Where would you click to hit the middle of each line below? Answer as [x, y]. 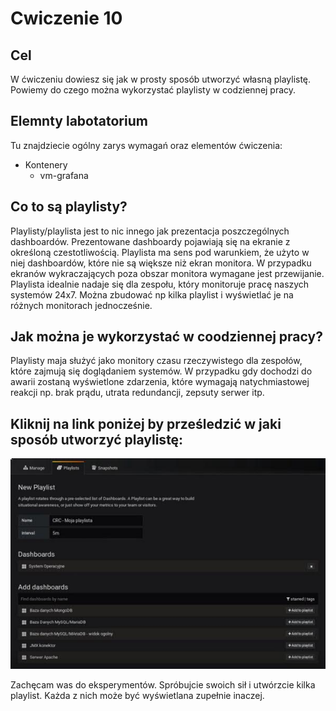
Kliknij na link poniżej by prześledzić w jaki [146, 423]
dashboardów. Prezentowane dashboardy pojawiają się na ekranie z [150, 241]
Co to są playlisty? [69, 207]
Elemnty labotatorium [79, 121]
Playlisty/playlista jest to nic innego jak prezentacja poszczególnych [150, 231]
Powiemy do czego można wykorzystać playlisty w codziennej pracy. [153, 90]
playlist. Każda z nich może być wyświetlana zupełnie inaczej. [137, 696]
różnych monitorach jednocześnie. [81, 305]
